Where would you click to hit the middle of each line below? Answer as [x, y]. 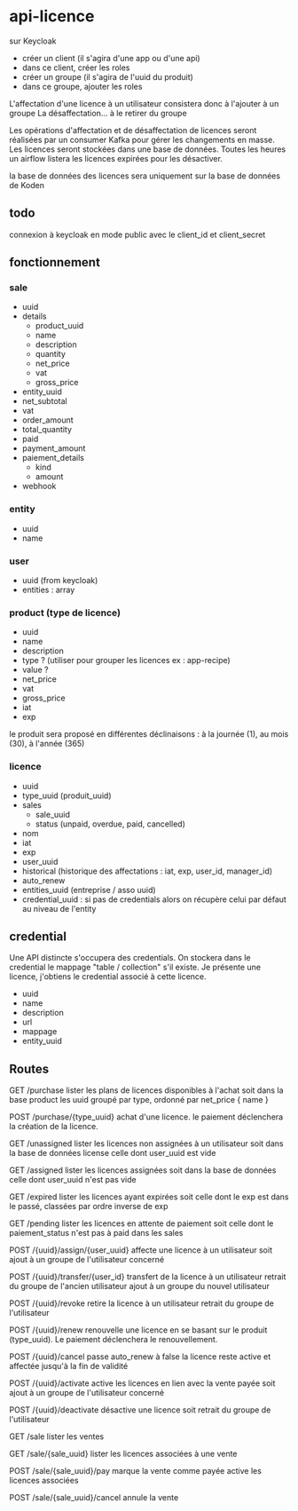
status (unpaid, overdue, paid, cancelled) [110, 824]
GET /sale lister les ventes [57, 1436]
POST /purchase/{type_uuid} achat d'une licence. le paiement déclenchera [146, 1117]
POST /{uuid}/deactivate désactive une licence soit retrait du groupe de [140, 1410]
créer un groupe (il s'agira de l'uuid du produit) [107, 76]
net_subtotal [45, 401]
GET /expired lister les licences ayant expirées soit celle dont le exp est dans [149, 1197]
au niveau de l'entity [59, 908]
